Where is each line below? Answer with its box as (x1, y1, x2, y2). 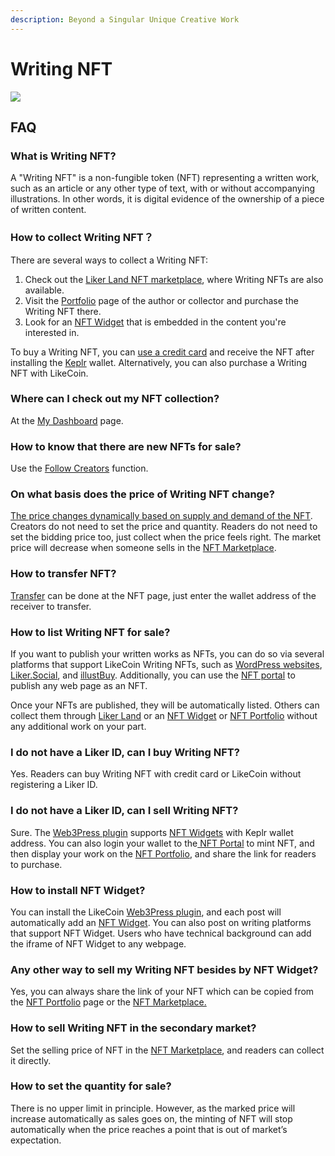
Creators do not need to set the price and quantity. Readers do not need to (10, 521, 318, 533)
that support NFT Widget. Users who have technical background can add (10, 927, 312, 939)
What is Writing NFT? (10, 149, 117, 163)
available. (24, 284, 65, 296)
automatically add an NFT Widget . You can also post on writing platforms (10, 916, 312, 928)
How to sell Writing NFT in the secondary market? (10, 1021, 257, 1035)
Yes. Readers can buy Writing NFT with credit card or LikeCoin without (10, 768, 302, 780)
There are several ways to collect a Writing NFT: (10, 254, 209, 266)
